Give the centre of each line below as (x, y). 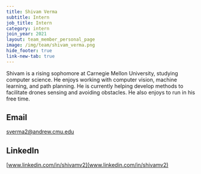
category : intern (28, 28)
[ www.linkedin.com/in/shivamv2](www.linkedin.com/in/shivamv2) (88, 165)
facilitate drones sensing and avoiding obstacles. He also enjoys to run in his (101, 92)
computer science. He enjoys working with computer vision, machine (92, 80)
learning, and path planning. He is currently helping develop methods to (95, 86)
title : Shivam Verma (32, 12)
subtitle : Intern (28, 17)
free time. (18, 99)
